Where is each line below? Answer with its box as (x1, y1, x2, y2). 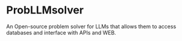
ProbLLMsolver (6, 4, 84, 17)
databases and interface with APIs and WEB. (6, 29, 117, 36)
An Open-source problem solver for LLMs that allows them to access (6, 23, 177, 30)
